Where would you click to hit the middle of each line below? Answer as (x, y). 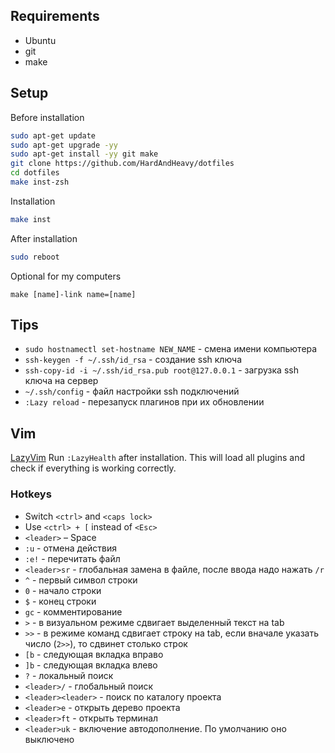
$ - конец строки (60, 601)
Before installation (47, 117)
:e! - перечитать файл (72, 558)
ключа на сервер (61, 381)
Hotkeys (31, 494)
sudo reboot (35, 257)
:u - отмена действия (71, 548)
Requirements (55, 16)
